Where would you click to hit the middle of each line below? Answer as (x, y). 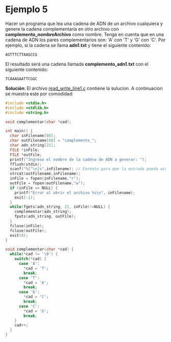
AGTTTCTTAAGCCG (21, 55)
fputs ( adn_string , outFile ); (45, 216)
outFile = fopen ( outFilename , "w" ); (48, 183)
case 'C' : (29, 306)
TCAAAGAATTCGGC (21, 79)
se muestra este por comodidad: (39, 93)
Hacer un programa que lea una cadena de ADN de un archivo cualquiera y (84, 23)
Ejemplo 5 (27, 9)
